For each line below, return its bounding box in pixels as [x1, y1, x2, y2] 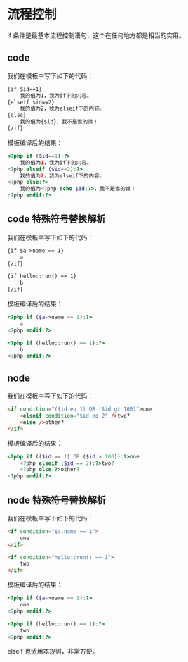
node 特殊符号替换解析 [7, 494, 107, 506]
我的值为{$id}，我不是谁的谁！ [20, 118, 99, 125]
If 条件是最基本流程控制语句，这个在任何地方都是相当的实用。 [7, 31, 185, 39]
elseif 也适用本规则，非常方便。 [7, 647, 99, 656]
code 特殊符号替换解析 [7, 213, 106, 225]
